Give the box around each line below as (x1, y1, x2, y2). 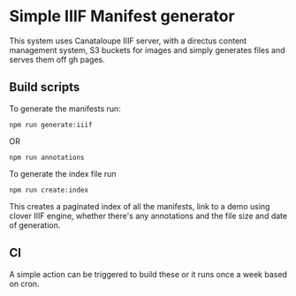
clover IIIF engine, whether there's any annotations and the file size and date (9, 210, 288, 221)
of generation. (9, 219, 61, 231)
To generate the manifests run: (9, 103, 121, 114)
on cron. (9, 278, 40, 289)
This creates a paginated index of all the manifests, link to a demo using (9, 201, 270, 211)
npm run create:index (9, 186, 89, 194)
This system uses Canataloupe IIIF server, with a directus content (9, 35, 247, 46)
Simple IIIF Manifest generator (9, 6, 236, 27)
